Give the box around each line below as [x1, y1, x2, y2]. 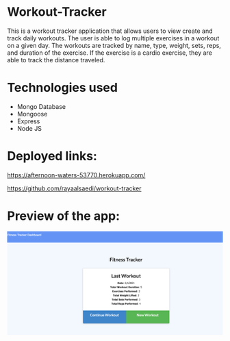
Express [16, 117, 40, 125]
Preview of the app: [7, 208, 120, 223]
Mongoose [16, 110, 48, 118]
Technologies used [7, 80, 118, 96]
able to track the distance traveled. [7, 55, 105, 64]
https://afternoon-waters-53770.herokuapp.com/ [7, 170, 146, 179]
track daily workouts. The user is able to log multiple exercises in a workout [7, 34, 220, 42]
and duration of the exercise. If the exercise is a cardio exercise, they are [7, 49, 212, 57]
